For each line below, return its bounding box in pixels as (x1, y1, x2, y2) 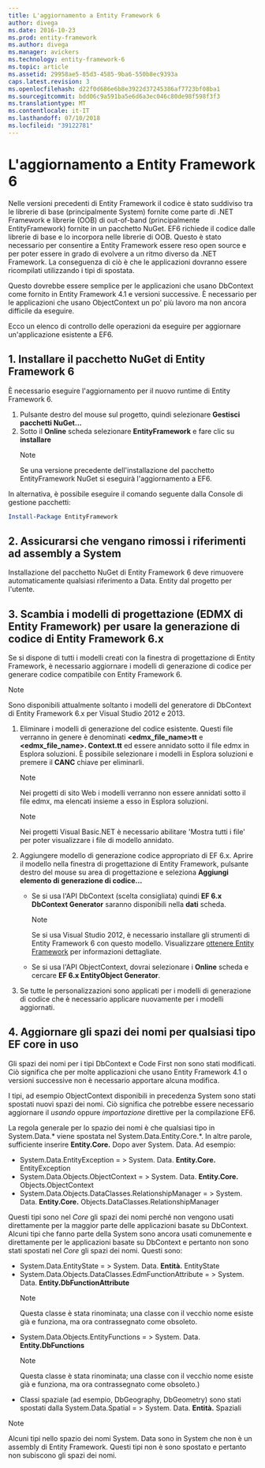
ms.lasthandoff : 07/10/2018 (8, 114, 101, 122)
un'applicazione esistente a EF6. (8, 329, 114, 339)
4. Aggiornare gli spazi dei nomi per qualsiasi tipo (8, 1025, 256, 1039)
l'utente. (8, 585, 35, 594)
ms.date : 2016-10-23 (8, 26, 77, 34)
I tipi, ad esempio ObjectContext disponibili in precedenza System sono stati (8, 1091, 256, 1100)
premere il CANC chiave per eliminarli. (19, 758, 144, 766)
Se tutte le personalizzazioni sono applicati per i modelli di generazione (19, 986, 252, 995)
